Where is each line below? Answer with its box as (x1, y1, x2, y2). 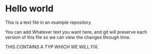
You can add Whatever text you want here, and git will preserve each (5, 29, 147, 35)
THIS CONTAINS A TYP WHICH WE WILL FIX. (5, 44, 99, 50)
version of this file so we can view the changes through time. (5, 34, 131, 40)
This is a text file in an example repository (5, 19, 91, 25)
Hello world (5, 3, 54, 14)
